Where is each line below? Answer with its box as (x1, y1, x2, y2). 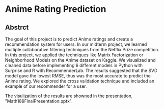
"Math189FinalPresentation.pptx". (5, 98, 73, 104)
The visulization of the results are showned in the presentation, (5, 93, 133, 99)
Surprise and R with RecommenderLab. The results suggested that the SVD (5, 68, 158, 73)
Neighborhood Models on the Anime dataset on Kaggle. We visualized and (5, 57, 156, 63)
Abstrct (5, 23, 29, 32)
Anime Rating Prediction (5, 3, 107, 15)
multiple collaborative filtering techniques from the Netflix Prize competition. (5, 47, 160, 52)
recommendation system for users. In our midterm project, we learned (5, 41, 147, 47)
